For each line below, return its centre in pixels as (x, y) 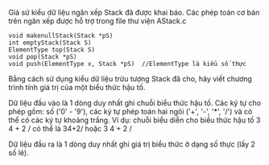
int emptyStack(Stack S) (50, 43)
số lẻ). (19, 153)
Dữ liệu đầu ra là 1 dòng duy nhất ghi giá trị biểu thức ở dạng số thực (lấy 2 (132, 144)
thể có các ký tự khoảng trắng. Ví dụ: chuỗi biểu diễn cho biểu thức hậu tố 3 (134, 120)
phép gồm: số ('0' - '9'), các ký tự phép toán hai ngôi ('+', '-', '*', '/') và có (130, 111)
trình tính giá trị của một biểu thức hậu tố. (77, 87)
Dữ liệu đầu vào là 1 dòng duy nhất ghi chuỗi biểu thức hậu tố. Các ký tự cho (135, 103)
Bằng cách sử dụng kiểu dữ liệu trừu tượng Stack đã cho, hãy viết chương (130, 79)
